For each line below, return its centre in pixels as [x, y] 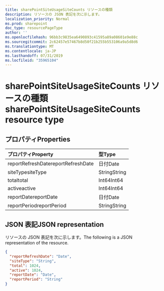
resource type [35, 120]
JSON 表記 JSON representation [55, 225]
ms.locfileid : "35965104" [32, 60]
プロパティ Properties [38, 139]
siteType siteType [27, 172]
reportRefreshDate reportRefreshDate [51, 164]
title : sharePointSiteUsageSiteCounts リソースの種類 [59, 10]
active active [22, 188]
